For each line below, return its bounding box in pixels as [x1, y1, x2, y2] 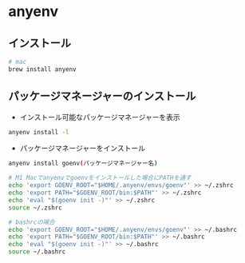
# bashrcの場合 [8, 218, 55, 226]
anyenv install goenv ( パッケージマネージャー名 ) [8, 159, 158, 168]
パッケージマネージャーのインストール [8, 90, 196, 103]
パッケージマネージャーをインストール [19, 143, 146, 153]
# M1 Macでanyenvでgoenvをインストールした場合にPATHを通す [8, 174, 192, 182]
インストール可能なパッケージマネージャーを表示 [19, 112, 181, 122]
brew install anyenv [8, 65, 77, 74]
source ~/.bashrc [8, 248, 66, 256]
